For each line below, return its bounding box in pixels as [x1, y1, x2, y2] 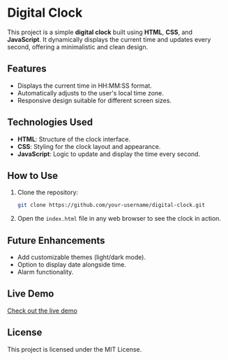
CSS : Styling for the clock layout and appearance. [17, 142, 161, 150]
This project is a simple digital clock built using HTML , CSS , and [7, 28, 193, 36]
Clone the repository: [17, 188, 79, 196]
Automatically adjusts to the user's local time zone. [17, 88, 164, 97]
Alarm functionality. [17, 268, 74, 276]
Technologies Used [7, 116, 93, 128]
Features [7, 63, 47, 75]
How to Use [7, 169, 59, 182]
